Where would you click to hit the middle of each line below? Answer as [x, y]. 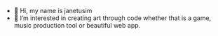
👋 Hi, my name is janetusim [53, 11]
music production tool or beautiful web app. [77, 25]
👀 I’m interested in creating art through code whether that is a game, [113, 18]
